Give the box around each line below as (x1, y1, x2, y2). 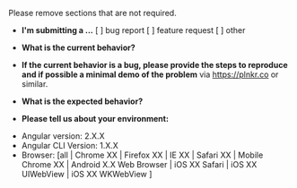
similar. (21, 79, 48, 89)
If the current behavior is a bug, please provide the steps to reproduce (21, 60, 288, 70)
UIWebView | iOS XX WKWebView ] (21, 169, 153, 179)
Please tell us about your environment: (21, 114, 170, 124)
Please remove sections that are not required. (8, 8, 177, 18)
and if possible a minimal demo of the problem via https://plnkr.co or (21, 69, 279, 80)
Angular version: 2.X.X (21, 131, 105, 141)
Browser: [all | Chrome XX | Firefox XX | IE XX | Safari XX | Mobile (21, 150, 264, 160)
